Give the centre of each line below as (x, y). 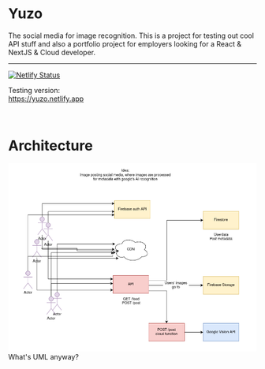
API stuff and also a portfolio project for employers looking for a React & (125, 43)
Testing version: (34, 90)
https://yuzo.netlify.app (46, 99)
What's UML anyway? (43, 357)
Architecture (50, 146)
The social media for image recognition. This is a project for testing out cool (131, 35)
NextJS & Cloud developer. (52, 52)
